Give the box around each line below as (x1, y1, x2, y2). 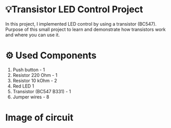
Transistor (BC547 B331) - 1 (12, 88, 71, 94)
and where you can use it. (5, 32, 60, 38)
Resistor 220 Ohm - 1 (12, 72, 58, 78)
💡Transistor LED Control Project (5, 4, 143, 15)
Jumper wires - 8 (12, 94, 50, 100)
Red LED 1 (12, 83, 34, 89)
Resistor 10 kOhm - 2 (12, 77, 57, 83)
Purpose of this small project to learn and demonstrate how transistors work (5, 26, 166, 32)
